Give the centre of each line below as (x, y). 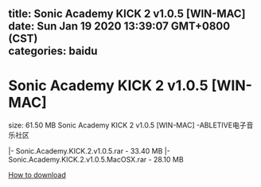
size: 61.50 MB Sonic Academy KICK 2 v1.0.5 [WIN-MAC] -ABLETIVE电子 (127, 125)
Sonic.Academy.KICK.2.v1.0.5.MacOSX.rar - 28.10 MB (96, 160)
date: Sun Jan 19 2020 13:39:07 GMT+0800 (119, 27)
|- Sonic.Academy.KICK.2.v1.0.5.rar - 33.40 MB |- (90, 151)
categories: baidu (53, 51)
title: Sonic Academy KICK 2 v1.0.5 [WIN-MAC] (127, 14)
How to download (37, 175)
